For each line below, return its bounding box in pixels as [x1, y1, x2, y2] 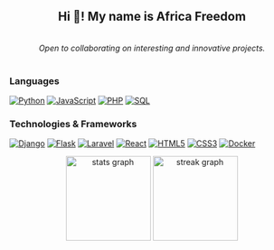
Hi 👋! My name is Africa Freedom [57, 9, 247, 24]
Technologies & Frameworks [9, 118, 137, 131]
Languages [9, 74, 61, 87]
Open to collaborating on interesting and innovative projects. [38, 42, 266, 53]
